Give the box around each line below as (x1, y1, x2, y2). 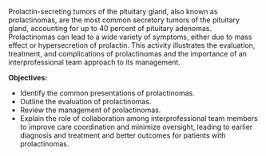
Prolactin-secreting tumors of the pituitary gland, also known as (8, 7, 218, 16)
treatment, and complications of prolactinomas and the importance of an (8, 49, 248, 58)
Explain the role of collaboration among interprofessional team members (19, 114, 258, 123)
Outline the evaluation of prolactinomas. (19, 97, 152, 106)
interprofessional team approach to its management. (8, 57, 181, 67)
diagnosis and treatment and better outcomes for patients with (19, 131, 226, 140)
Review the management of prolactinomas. (19, 105, 161, 115)
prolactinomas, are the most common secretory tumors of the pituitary (8, 15, 240, 25)
